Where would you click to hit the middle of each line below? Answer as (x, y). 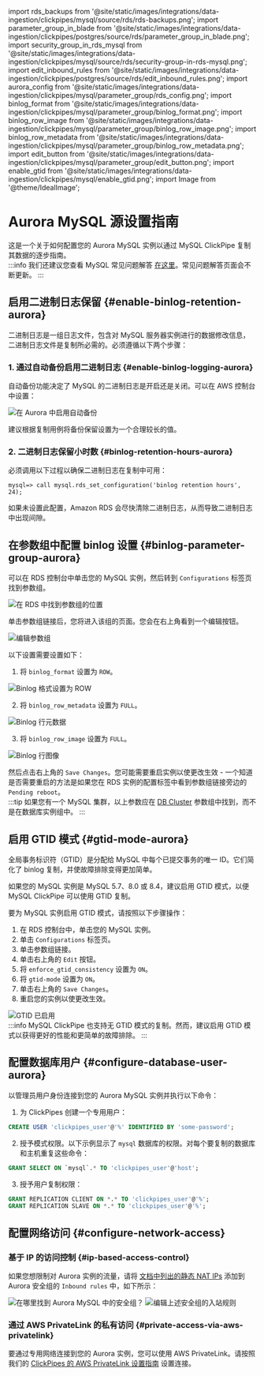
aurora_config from (39, 87)
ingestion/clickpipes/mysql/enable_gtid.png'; (81, 179)
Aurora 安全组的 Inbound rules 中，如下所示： (83, 1285)
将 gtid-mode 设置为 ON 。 (59, 979)
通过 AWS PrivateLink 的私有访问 (71, 1325)
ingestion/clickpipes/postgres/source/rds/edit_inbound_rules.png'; (116, 79)
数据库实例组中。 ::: (54, 812)
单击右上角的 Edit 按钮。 (60, 959)
